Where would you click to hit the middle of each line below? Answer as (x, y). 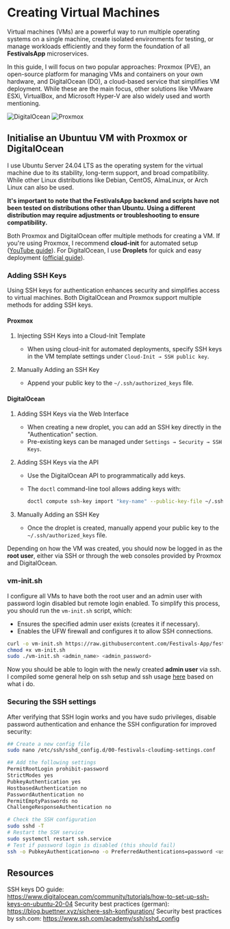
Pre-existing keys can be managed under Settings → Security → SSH (125, 442)
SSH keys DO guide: (36, 889)
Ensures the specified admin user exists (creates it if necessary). (108, 624)
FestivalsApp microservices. (48, 54)
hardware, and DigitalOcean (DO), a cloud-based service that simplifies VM (114, 81)
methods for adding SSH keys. (50, 305)
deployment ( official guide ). (46, 257)
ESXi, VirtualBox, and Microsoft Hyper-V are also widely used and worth (108, 96)
